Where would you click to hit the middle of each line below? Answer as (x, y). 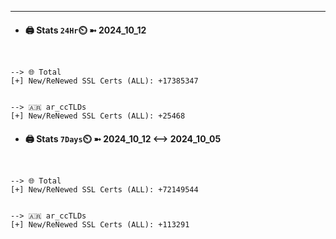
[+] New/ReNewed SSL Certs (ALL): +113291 (100, 225)
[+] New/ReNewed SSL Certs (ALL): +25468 (98, 116)
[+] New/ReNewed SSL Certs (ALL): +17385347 (104, 81)
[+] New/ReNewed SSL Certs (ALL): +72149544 (104, 190)
